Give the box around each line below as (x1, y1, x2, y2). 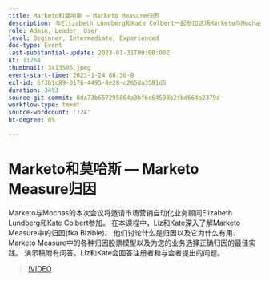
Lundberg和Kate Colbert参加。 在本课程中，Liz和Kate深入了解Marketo (8, 218, 241, 227)
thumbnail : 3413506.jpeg (8, 64, 91, 72)
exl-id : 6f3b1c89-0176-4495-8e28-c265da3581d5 (8, 78, 167, 86)
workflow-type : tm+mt (8, 101, 81, 109)
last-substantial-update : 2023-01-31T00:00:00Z (8, 49, 171, 57)
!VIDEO (27, 263, 52, 273)
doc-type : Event (8, 42, 62, 50)
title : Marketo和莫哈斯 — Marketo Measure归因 (8, 11, 159, 20)
